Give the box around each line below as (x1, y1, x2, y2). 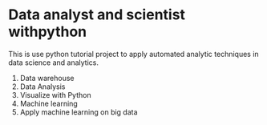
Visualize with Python (19, 90, 91, 99)
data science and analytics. (8, 58, 99, 67)
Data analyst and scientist (8, 6, 186, 24)
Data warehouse (19, 73, 75, 83)
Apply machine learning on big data (19, 107, 138, 117)
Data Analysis (19, 82, 66, 91)
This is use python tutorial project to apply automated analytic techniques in (8, 49, 259, 58)
